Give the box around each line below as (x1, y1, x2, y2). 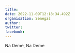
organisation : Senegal (5, 16, 51, 21)
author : (5, 20, 21, 26)
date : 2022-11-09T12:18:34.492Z (5, 12, 70, 16)
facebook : (5, 29, 25, 34)
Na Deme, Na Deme (5, 43, 45, 48)
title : (5, 7, 18, 12)
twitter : (5, 25, 23, 30)
